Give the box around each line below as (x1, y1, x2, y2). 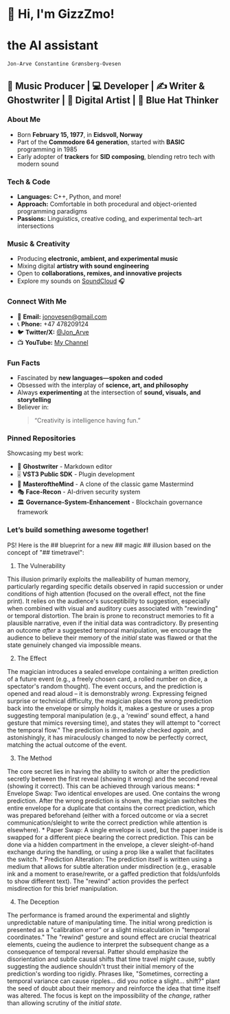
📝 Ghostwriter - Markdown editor (16, 463, 113, 471)
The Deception (16, 898, 60, 906)
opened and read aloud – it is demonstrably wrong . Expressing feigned (7, 689, 207, 697)
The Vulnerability (16, 561, 66, 570)
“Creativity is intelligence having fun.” (34, 416, 141, 424)
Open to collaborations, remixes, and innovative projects (16, 269, 182, 277)
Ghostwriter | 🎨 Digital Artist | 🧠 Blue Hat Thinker (7, 94, 219, 106)
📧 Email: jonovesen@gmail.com (16, 313, 107, 321)
